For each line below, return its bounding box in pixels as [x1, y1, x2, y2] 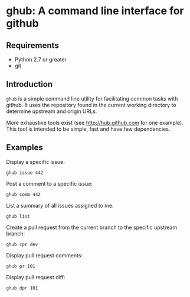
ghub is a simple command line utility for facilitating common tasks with [6, 95, 178, 102]
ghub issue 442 [6, 170, 44, 176]
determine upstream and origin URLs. [6, 108, 97, 115]
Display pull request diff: [6, 273, 65, 280]
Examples [6, 143, 43, 153]
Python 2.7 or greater [14, 56, 67, 63]
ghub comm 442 [6, 191, 41, 198]
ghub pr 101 [6, 263, 35, 269]
